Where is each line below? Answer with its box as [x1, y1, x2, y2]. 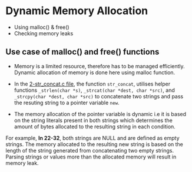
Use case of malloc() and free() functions [5, 47, 160, 57]
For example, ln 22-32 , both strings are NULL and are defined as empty [5, 134, 180, 141]
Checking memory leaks [14, 29, 74, 37]
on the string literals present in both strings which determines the [14, 117, 173, 124]
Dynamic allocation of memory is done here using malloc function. [14, 69, 176, 76]
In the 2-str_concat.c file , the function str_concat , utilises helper [14, 80, 171, 87]
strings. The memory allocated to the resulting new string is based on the [5, 140, 184, 148]
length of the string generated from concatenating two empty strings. [5, 147, 174, 154]
